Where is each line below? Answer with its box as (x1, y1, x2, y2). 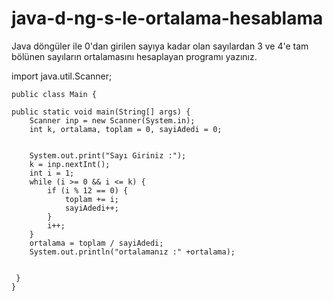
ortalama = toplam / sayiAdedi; (29, 238, 164, 248)
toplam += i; (64, 194, 119, 204)
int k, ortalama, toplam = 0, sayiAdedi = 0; (29, 124, 223, 134)
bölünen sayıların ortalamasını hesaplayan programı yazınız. (11, 50, 258, 62)
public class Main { (11, 89, 98, 99)
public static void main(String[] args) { (11, 107, 191, 117)
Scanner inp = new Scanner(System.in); (29, 115, 196, 126)
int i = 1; (29, 168, 75, 178)
